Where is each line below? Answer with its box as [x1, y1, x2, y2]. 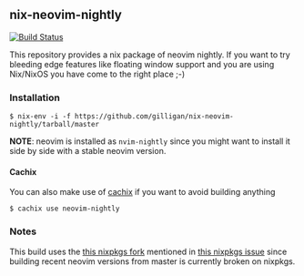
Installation [9, 91, 61, 104]
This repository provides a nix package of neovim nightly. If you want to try [9, 49, 291, 60]
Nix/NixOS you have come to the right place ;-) [9, 68, 186, 79]
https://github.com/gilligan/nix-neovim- [74, 112, 234, 121]
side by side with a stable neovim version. [9, 146, 167, 157]
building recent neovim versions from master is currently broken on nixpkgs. [9, 255, 296, 267]
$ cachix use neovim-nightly [9, 204, 120, 213]
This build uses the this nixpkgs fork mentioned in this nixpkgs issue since [9, 246, 288, 257]
